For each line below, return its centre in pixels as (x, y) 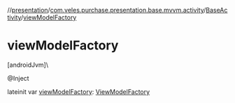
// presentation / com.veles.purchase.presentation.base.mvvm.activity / (107, 10)
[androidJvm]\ (28, 65)
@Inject (18, 78)
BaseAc (217, 10)
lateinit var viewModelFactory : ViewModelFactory (79, 92)
